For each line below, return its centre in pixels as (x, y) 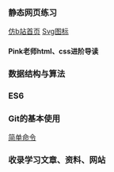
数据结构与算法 (37, 73)
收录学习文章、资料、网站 (57, 159)
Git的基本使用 (34, 119)
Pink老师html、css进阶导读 (53, 51)
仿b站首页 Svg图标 (38, 31)
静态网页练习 (33, 12)
